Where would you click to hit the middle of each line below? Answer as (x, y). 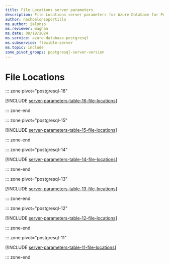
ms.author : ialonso (26, 24)
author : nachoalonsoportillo (36, 19)
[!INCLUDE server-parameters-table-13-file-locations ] (61, 189)
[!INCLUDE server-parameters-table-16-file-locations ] (61, 101)
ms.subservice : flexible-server (39, 43)
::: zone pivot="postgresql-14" (36, 150)
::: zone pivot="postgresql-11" (36, 238)
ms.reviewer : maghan (27, 29)
